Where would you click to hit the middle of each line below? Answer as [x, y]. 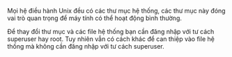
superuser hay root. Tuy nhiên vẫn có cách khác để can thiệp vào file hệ [111, 39]
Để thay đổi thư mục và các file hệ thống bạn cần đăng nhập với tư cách [111, 32]
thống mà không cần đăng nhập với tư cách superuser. [86, 46]
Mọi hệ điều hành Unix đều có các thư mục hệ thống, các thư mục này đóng [116, 11]
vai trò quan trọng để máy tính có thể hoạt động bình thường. [95, 18]
